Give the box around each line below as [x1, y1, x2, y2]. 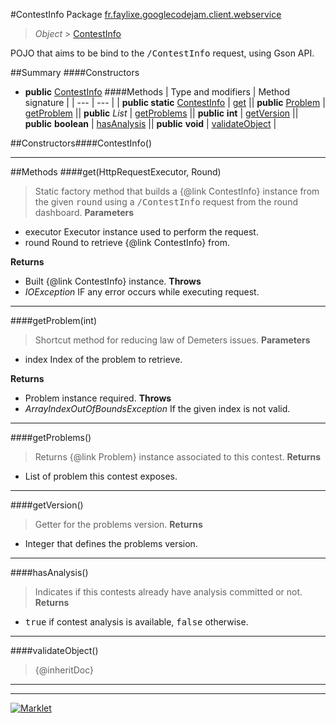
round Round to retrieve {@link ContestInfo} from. [24, 237, 230, 248]
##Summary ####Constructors [10, 67, 140, 78]
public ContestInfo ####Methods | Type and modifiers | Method [24, 86, 291, 98]
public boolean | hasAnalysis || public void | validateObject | [24, 118, 277, 129]
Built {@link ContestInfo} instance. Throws [24, 275, 202, 287]
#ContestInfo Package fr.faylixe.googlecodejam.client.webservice [10, 9, 282, 20]
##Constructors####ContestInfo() [10, 137, 152, 149]
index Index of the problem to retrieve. [24, 354, 183, 365]
